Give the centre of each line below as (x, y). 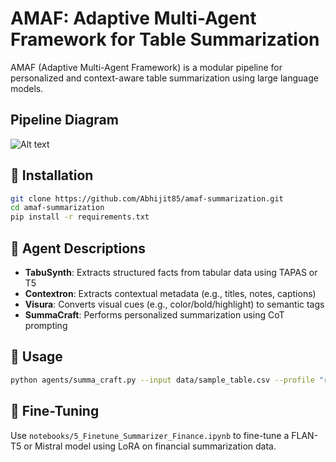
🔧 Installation (52, 175)
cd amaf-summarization (57, 208)
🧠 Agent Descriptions (78, 248)
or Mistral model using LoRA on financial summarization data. (150, 446)
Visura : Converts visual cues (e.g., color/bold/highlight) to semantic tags (174, 304)
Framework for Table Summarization (165, 39)
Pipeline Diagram (64, 120)
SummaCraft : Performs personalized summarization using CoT (154, 315)
